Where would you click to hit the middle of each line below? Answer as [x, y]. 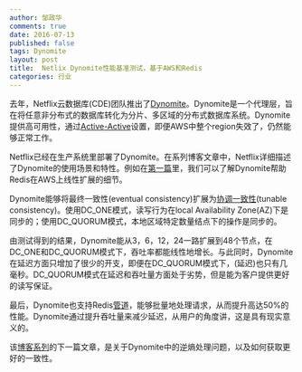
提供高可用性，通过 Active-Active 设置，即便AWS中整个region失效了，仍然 [146, 126]
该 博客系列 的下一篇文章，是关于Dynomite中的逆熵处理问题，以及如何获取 [146, 347]
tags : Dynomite [38, 52]
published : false [42, 43]
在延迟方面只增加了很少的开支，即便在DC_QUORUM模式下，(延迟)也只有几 [148, 262]
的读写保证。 [33, 285]
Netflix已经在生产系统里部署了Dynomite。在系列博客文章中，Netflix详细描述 [151, 157]
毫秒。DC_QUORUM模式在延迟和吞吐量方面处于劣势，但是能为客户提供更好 [150, 274]
